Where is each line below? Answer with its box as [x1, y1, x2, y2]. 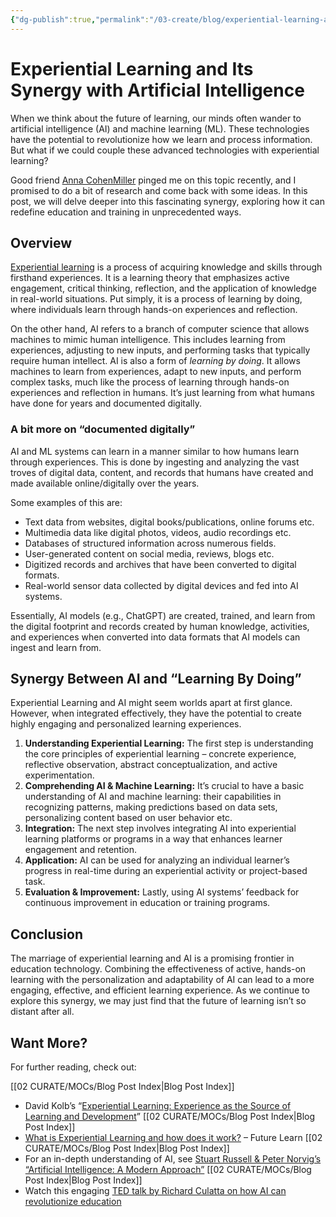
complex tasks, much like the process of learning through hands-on [10, 376, 290, 388]
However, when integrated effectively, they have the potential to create [10, 707, 302, 720]
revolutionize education [24, 1196, 122, 1208]
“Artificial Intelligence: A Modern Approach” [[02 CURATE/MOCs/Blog [24, 1164, 312, 1176]
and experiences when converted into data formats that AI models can [10, 631, 301, 643]
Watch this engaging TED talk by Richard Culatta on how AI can [24, 1185, 287, 1197]
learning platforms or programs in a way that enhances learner [24, 833, 283, 845]
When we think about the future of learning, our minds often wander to [10, 112, 302, 124]
